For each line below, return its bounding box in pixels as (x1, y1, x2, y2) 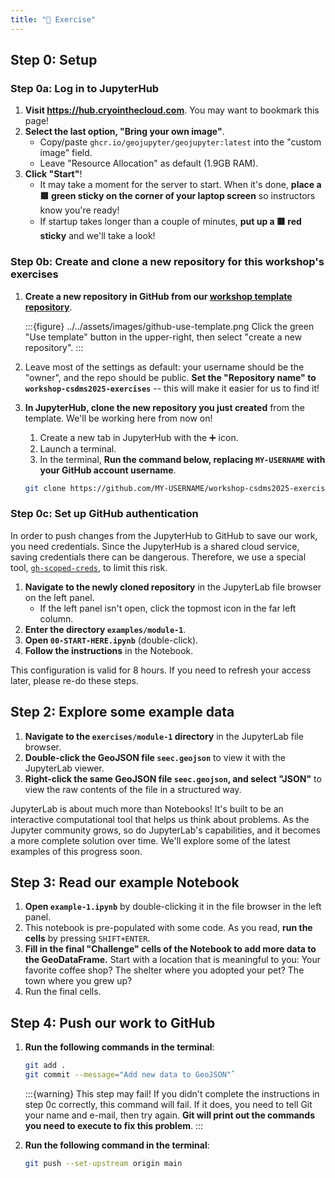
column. (39, 612, 74, 625)
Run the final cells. (24, 986, 102, 998)
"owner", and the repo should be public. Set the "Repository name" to (24, 371, 317, 383)
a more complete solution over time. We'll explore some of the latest (10, 834, 291, 846)
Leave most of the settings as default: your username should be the (24, 361, 305, 373)
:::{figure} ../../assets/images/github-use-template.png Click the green (24, 320, 315, 332)
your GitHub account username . (39, 464, 177, 476)
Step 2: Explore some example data (10, 704, 235, 721)
